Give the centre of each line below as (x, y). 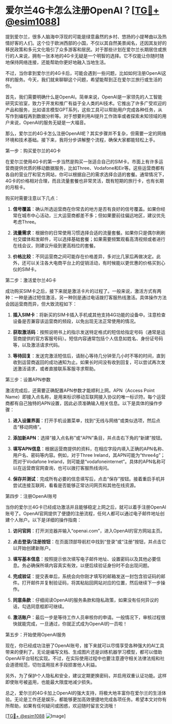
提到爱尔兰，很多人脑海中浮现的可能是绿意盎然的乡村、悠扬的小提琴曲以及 (84, 36)
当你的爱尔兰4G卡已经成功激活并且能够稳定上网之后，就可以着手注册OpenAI (86, 507)
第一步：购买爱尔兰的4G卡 (33, 150)
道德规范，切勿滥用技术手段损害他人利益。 (55, 665)
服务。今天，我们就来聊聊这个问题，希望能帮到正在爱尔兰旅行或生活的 (88, 79)
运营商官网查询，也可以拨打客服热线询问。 (67, 468)
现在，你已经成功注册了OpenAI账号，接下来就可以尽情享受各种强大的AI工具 (85, 645)
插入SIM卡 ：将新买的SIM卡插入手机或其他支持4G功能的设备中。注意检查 (89, 315)
